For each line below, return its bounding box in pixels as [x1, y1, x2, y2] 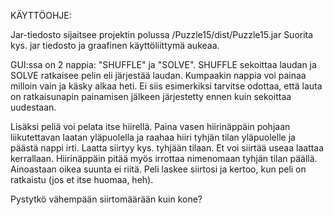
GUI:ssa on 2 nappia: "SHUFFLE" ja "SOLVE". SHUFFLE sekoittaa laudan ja [10, 59, 317, 70]
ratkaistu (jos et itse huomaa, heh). [10, 174, 154, 185]
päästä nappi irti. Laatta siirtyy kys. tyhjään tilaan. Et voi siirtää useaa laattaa [10, 142, 325, 154]
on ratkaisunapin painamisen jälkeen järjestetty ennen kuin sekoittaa [10, 91, 292, 102]
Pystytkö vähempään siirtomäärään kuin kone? [10, 193, 203, 205]
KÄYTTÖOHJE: [10, 10, 72, 21]
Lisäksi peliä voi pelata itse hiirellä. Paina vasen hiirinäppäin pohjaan [10, 121, 291, 132]
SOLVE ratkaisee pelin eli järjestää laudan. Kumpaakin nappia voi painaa [10, 70, 307, 81]
